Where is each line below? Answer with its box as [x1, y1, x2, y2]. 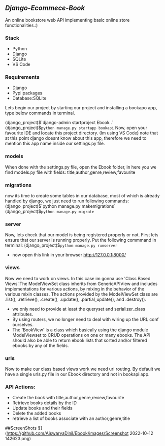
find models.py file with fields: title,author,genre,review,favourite [5, 169, 135, 175]
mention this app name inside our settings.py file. [5, 140, 105, 147]
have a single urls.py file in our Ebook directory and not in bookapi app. [5, 371, 150, 377]
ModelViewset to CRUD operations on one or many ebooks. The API [12, 332, 151, 338]
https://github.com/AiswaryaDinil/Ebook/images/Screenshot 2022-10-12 [6, 430, 154, 436]
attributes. [12, 311, 33, 317]
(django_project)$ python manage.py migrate [5, 209, 95, 214]
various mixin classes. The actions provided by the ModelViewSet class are [5, 291, 158, 297]
